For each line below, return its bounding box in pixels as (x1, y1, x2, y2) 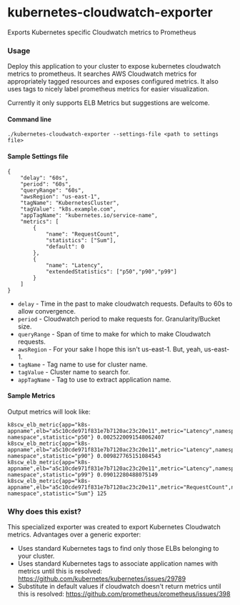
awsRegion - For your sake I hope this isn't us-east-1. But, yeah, (17, 344, 203, 354)
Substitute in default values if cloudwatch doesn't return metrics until (17, 582, 221, 591)
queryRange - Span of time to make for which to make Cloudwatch (17, 329, 211, 338)
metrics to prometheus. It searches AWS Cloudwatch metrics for (7, 69, 197, 79)
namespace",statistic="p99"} (7, 471, 94, 479)
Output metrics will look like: (7, 407, 91, 416)
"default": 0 (45, 243, 84, 250)
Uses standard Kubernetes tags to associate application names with (17, 559, 219, 568)
